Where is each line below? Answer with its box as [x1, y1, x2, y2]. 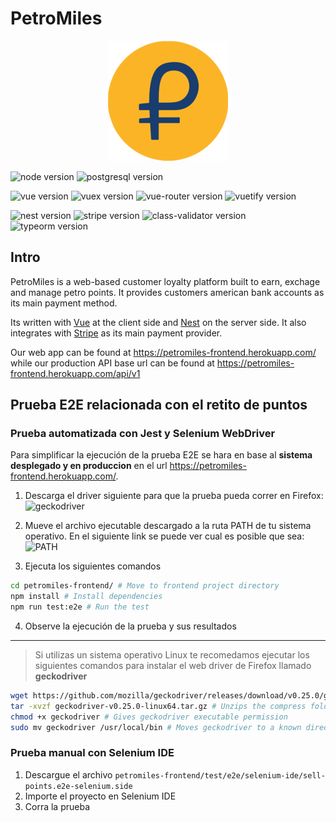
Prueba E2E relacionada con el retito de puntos [10, 397, 308, 414]
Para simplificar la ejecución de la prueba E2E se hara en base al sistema [10, 449, 313, 461]
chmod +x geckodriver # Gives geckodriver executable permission [10, 712, 288, 722]
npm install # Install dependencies [10, 592, 163, 602]
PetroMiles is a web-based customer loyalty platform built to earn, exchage [10, 275, 321, 287]
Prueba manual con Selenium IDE [10, 746, 175, 760]
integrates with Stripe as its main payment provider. [10, 327, 223, 339]
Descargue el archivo [24, 768, 113, 781]
